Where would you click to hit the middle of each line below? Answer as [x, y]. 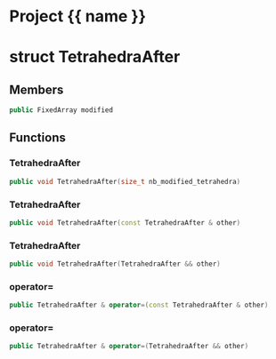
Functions [38, 138]
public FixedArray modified [61, 110]
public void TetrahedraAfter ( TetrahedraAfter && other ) [115, 264]
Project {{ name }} [78, 16]
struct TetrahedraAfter [95, 57]
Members [37, 89]
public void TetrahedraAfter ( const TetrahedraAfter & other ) [125, 223]
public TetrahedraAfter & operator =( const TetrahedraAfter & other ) [139, 305]
